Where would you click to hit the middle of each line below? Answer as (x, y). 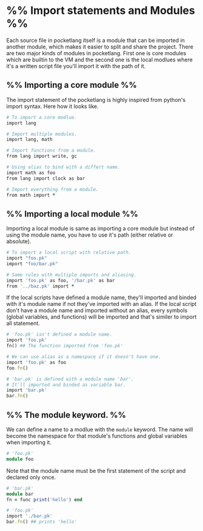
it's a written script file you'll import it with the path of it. (76, 66)
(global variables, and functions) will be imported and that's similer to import (101, 317)
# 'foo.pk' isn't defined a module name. (59, 334)
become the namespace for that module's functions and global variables (97, 436)
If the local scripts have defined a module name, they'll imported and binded (101, 297)
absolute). (19, 242)
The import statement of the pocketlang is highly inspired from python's (96, 100)
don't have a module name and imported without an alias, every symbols (97, 311)
